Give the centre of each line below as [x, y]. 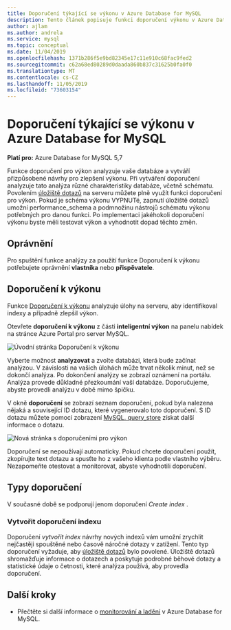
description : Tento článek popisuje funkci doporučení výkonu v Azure [110, 20]
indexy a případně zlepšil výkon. [53, 313]
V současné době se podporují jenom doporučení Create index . [98, 504]
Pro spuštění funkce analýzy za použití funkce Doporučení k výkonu [103, 260]
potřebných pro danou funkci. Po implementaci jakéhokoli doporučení [106, 215]
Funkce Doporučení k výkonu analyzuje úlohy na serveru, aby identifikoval [112, 306]
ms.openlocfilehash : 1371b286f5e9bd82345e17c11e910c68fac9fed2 [100, 58]
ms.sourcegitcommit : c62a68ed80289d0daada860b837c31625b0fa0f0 [100, 65]
